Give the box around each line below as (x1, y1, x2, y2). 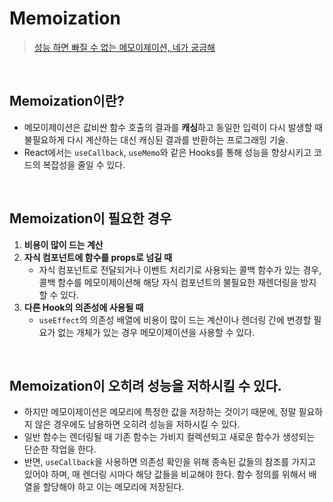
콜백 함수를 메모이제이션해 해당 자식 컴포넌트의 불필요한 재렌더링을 (38, 276, 299, 288)
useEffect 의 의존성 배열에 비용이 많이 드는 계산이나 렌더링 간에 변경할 (38, 313, 312, 326)
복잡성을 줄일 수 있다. (42, 158, 126, 171)
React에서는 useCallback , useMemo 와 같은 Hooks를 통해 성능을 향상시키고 (23, 146, 312, 158)
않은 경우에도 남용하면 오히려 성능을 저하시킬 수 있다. (34, 418, 241, 431)
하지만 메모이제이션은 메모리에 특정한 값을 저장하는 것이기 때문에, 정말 (23, 406, 297, 418)
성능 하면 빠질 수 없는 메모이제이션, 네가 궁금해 (33, 41, 216, 53)
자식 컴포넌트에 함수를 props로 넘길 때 (23, 251, 173, 263)
